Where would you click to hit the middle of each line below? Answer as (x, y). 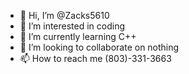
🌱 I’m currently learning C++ (78, 36)
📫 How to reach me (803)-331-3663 (95, 58)
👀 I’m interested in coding (72, 26)
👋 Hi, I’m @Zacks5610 (64, 15)
